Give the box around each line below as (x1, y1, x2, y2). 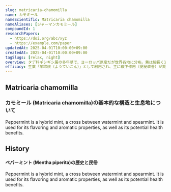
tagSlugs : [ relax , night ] (5, 54, 60, 60)
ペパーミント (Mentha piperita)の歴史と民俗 (5, 159, 98, 166)
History (5, 145, 30, 153)
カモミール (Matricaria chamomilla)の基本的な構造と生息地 (5, 99, 151, 106)
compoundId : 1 (5, 26, 36, 32)
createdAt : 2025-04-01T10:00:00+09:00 (5, 50, 88, 55)
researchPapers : (5, 31, 40, 36)
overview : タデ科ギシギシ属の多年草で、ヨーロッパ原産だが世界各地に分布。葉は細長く (5, 60, 164, 65)
